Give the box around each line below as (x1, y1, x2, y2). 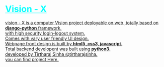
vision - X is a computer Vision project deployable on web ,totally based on (5, 20, 159, 26)
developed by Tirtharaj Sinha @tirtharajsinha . (5, 51, 98, 57)
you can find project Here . (5, 56, 59, 62)
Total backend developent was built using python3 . (5, 46, 111, 52)
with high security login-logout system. (5, 30, 85, 36)
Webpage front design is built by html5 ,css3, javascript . (5, 40, 123, 46)
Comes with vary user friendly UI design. (5, 35, 89, 41)
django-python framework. (5, 25, 62, 31)
